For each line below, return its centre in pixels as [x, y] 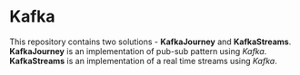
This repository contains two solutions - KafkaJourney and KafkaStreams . [150, 42]
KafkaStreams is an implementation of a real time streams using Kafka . [143, 61]
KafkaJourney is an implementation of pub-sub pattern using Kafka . [138, 51]
